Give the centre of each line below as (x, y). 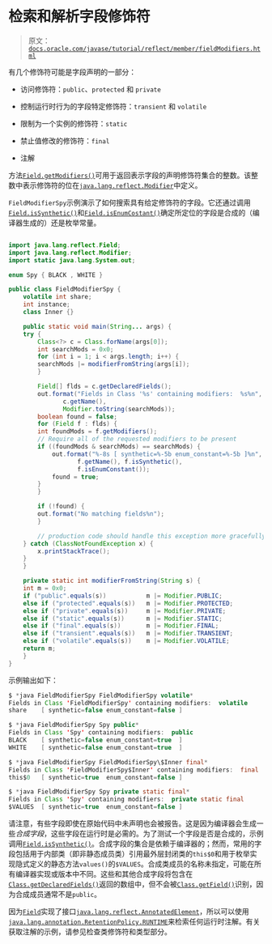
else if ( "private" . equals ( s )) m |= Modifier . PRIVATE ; (125, 611)
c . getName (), (85, 402)
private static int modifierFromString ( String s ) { (112, 581)
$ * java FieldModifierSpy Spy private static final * (99, 792)
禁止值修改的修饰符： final (65, 140)
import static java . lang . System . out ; (72, 260)
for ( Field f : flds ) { (77, 424)
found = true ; (75, 477)
